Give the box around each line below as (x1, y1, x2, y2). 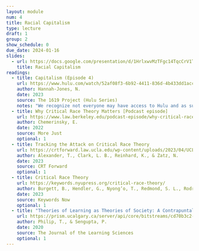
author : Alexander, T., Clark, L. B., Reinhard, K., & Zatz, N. (17, 152, 179, 158)
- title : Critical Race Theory (11, 175, 89, 181)
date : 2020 (17, 224, 44, 230)
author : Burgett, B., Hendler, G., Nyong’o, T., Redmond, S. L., (17, 186, 182, 192)
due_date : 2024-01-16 (6, 48, 60, 54)
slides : (6, 53, 25, 59)
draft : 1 (6, 31, 28, 37)
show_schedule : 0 (6, 42, 49, 48)
